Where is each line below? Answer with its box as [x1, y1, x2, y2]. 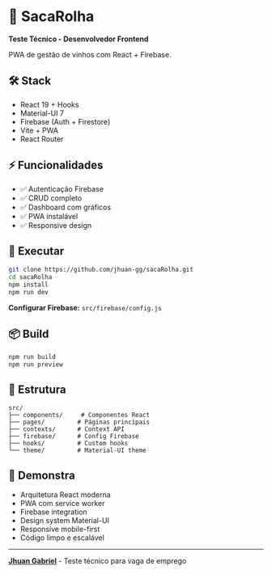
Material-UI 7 [19, 108, 65, 118]
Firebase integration [19, 507, 87, 517]
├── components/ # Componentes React [8, 412, 151, 420]
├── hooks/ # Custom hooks [8, 440, 129, 448]
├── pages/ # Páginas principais [8, 418, 151, 427]
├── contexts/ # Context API [8, 425, 125, 433]
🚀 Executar [8, 244, 65, 258]
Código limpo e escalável [19, 533, 105, 542]
